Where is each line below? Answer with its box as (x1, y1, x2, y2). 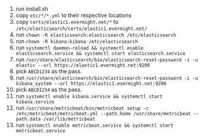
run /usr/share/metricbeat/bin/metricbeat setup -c (15, 104, 149, 112)
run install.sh (15, 5, 48, 12)
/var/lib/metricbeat (43, 116, 96, 122)
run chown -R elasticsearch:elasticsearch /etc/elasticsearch (15, 31, 176, 38)
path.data (15, 116, 41, 122)
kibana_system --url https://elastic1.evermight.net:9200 (15, 80, 167, 87)
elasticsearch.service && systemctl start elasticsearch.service (15, 51, 185, 57)
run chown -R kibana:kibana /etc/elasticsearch (15, 38, 138, 45)
